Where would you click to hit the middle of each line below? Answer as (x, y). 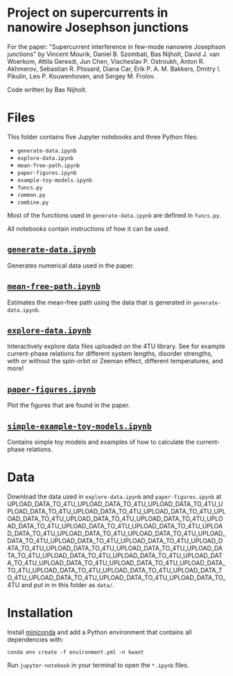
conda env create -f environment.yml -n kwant (76, 652)
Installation (40, 613)
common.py (32, 195)
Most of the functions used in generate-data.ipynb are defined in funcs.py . (114, 215)
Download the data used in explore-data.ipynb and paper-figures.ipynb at (114, 496)
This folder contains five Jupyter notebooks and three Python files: (103, 137)
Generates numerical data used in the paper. (71, 266)
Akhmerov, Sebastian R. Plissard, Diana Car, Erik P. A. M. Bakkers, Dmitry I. (114, 69)
